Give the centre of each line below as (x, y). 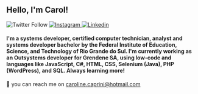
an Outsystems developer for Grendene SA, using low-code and (89, 58)
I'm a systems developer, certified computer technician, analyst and (94, 38)
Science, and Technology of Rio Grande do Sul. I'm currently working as (99, 52)
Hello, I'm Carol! (37, 10)
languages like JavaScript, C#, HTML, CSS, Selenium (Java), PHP (90, 64)
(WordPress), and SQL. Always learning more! (65, 71)
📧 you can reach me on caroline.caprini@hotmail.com (73, 84)
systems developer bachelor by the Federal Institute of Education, (92, 45)
